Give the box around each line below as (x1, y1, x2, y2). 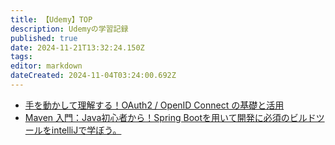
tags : (10, 52, 33, 62)
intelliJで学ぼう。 (51, 124, 122, 136)
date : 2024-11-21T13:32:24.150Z (10, 42, 145, 53)
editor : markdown (10, 61, 83, 71)
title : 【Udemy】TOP (10, 14, 93, 25)
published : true (10, 33, 78, 43)
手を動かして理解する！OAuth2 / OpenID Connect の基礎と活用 (24, 99, 285, 111)
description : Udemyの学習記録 (10, 24, 129, 34)
